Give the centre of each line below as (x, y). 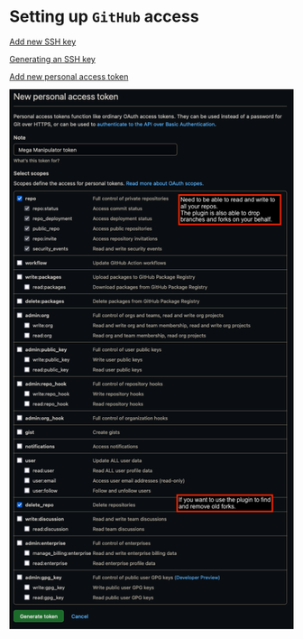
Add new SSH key (43, 42)
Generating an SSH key (53, 59)
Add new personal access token (69, 76)
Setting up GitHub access (105, 17)
